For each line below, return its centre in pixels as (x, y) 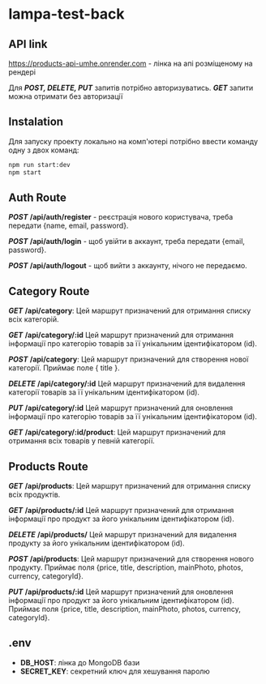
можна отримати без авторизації (66, 96)
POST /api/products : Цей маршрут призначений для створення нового (131, 559)
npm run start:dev (39, 165)
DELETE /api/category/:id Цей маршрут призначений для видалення (127, 384)
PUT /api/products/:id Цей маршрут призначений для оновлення (121, 592)
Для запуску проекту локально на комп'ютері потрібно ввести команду (133, 141)
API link (28, 44)
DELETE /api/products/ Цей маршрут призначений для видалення (122, 534)
